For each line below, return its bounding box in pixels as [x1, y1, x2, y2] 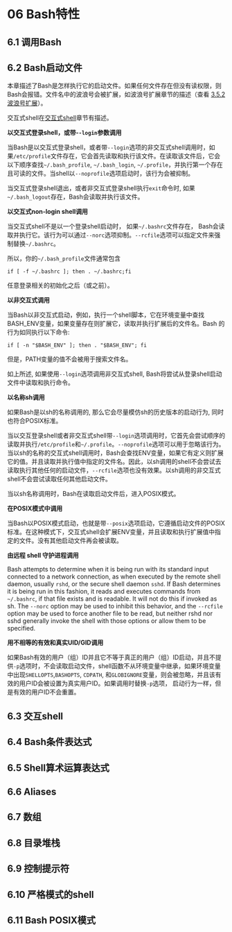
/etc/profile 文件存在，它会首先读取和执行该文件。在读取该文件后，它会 [13, 152, 220, 160]
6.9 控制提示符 [7, 863, 70, 875]
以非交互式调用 [7, 296, 50, 304]
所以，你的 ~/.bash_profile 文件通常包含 [7, 254, 121, 263]
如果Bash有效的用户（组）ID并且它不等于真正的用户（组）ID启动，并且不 [7, 654, 216, 662]
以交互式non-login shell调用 [7, 208, 89, 216]
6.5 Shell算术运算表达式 [7, 762, 109, 774]
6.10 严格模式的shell [7, 888, 95, 900]
